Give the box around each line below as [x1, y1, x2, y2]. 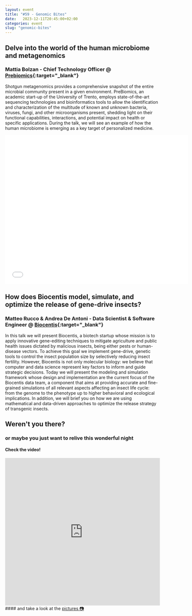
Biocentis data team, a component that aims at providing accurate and [5, 380, 147, 385]
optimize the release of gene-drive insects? [5, 300, 141, 309]
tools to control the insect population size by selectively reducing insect [5, 353, 150, 359]
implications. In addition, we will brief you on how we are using [5, 395, 132, 401]
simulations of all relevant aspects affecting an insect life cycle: [22, 384, 150, 391]
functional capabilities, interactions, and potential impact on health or [5, 115, 145, 120]
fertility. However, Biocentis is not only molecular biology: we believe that [5, 358, 153, 364]
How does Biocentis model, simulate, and [5, 293, 134, 301]
